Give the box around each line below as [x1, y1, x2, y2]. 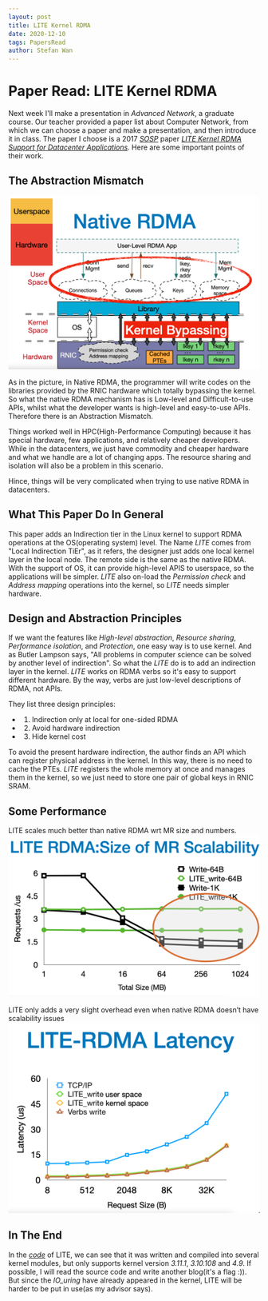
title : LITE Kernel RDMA [8, 21, 91, 30]
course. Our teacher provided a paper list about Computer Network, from [8, 117, 249, 127]
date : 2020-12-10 [8, 30, 66, 38]
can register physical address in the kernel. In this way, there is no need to [8, 756, 253, 765]
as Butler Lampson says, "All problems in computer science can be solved [8, 650, 252, 660]
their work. [8, 151, 44, 161]
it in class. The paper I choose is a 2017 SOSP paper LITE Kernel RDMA [8, 134, 242, 144]
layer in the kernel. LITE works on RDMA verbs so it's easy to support [8, 667, 237, 676]
